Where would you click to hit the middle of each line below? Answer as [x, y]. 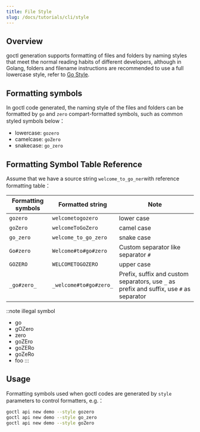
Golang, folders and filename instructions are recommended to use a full [95, 68]
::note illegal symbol [31, 311]
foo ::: [22, 360]
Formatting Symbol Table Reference [74, 164]
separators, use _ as [147, 281]
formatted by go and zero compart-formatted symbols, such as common [94, 114]
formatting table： [28, 186]
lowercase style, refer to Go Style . [48, 74]
